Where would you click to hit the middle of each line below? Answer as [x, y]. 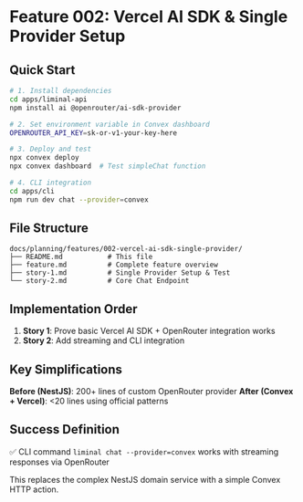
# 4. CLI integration [51, 183]
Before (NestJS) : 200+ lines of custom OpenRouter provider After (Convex [151, 392]
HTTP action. [34, 489]
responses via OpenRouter [59, 462]
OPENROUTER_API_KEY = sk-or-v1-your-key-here [94, 133]
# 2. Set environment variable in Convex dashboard [110, 124]
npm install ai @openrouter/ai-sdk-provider [95, 108]
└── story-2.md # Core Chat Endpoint [99, 281]
